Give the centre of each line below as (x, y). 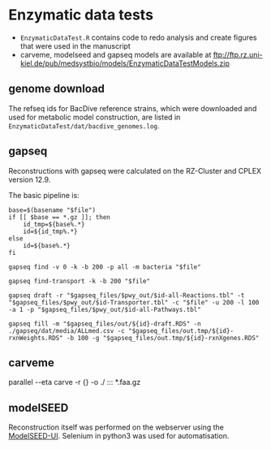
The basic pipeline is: (44, 195)
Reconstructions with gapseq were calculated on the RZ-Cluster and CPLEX (135, 171)
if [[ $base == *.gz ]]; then (60, 217)
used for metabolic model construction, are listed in (95, 117)
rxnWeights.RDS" (36, 338)
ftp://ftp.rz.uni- (238, 54)
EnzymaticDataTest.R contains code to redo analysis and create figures (138, 37)
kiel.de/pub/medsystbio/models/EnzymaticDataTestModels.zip (125, 63)
